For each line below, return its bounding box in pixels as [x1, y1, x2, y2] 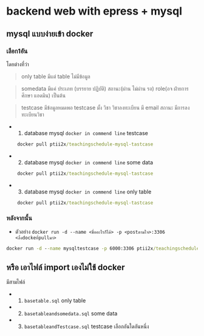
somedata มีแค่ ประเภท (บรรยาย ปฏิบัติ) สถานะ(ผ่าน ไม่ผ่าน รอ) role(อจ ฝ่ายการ [21, 85, 189, 92]
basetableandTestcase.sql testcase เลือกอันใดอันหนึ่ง [24, 323, 149, 330]
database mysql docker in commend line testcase [24, 129, 149, 136]
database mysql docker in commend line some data [24, 158, 154, 166]
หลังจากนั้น [6, 214, 32, 223]
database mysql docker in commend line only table [24, 187, 152, 195]
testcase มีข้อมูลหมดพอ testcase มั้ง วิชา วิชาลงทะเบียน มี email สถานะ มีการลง [21, 103, 190, 111]
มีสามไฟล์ [6, 278, 25, 285]
